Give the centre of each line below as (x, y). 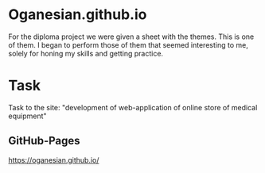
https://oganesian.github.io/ (54, 160)
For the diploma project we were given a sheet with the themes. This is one (131, 37)
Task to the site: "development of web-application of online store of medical (133, 107)
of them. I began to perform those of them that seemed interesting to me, (128, 44)
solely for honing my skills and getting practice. (86, 53)
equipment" (27, 116)
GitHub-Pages (45, 141)
